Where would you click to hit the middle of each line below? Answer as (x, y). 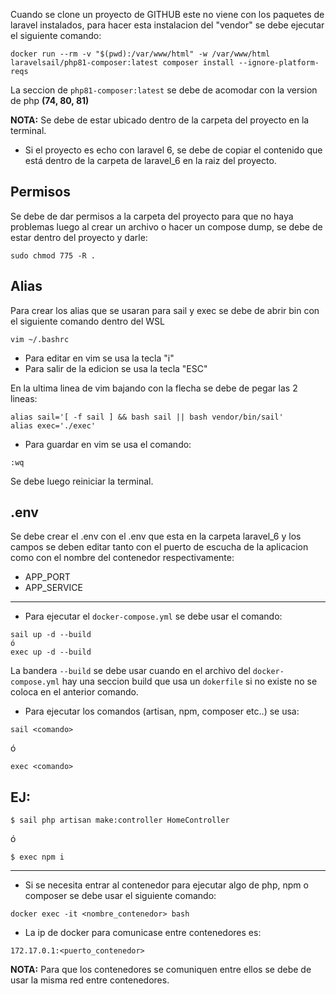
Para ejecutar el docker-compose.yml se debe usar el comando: (153, 616)
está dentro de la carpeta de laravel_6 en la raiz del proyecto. (150, 160)
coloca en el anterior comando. (74, 692)
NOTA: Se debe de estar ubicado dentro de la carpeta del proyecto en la (160, 120)
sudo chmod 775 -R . (53, 255)
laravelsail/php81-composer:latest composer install (122, 63)
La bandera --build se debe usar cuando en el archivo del (130, 671)
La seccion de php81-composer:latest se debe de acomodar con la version (164, 90)
